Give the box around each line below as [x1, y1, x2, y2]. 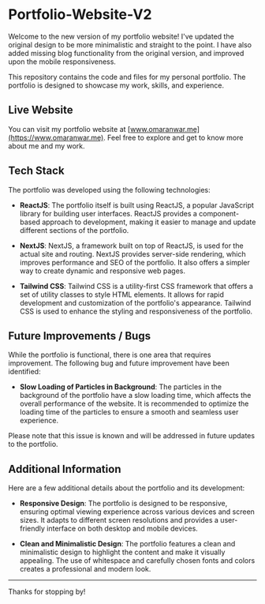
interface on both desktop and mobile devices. [47, 523, 199, 534]
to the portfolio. [8, 440, 58, 449]
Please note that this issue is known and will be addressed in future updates [8, 431, 255, 441]
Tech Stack [8, 164, 65, 178]
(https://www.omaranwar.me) [8, 133, 104, 142]
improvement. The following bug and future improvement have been [8, 358, 230, 368]
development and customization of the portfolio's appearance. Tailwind [19, 298, 252, 307]
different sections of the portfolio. [19, 225, 129, 234]
